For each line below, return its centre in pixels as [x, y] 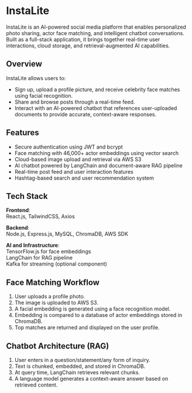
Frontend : [18, 210]
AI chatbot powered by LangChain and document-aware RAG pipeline [98, 166]
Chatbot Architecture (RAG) [58, 346]
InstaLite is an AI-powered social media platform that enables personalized [96, 27]
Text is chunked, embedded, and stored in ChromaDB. [80, 366]
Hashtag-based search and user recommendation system [84, 178]
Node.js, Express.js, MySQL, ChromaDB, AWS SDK [67, 234]
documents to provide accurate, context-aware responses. [85, 114]
